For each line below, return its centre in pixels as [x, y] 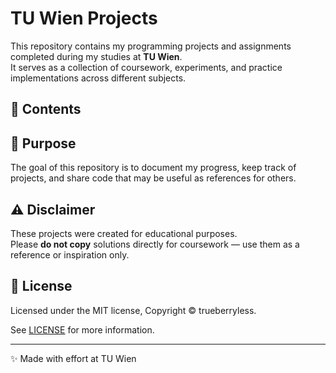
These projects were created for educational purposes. [124, 233]
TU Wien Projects [84, 18]
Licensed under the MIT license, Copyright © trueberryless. [133, 310]
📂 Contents [46, 109]
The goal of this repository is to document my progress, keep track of [153, 168]
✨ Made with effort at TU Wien [73, 358]
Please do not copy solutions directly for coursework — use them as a [155, 244]
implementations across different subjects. [98, 78]
